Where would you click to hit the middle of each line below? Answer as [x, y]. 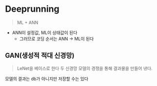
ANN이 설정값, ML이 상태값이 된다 [45, 32]
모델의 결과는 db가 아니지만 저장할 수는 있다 [47, 79]
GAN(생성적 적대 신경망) [40, 55]
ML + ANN [28, 22]
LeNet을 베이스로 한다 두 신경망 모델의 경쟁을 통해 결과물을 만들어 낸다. [85, 68]
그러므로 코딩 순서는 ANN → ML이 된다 [57, 39]
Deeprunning [32, 9]
